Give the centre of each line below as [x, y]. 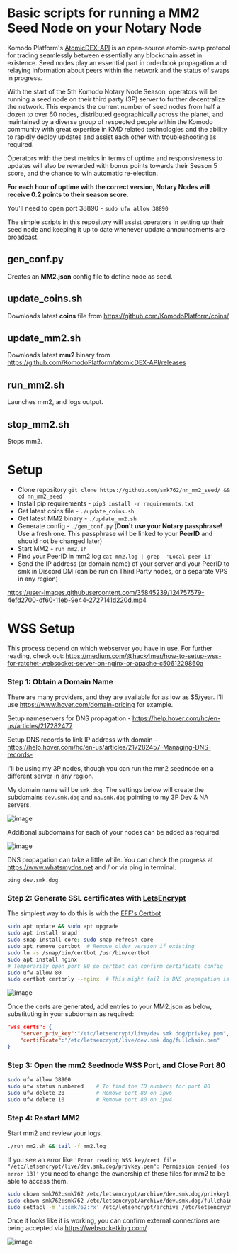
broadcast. [23, 237]
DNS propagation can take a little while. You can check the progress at [110, 860]
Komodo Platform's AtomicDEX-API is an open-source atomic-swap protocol [119, 48]
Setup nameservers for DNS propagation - [69, 718]
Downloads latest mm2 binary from [59, 355]
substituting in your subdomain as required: [71, 1014]
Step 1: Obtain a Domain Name [60, 681]
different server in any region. [51, 776]
